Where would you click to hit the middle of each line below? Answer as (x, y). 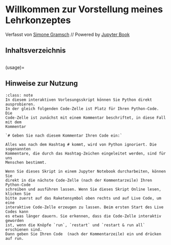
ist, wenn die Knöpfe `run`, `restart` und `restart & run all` (75, 225)
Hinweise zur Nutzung (42, 84)
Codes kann (17, 211)
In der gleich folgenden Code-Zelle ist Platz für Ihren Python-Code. (82, 108)
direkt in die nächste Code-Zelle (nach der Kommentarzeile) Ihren (79, 180)
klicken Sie (18, 194)
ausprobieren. (20, 104)
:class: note (19, 95)
